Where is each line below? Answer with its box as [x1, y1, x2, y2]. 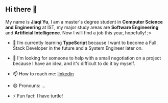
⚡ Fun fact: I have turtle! [12, 93, 63, 99]
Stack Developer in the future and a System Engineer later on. [12, 45, 143, 51]
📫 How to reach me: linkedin [12, 70, 74, 77]
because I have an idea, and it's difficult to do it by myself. [12, 60, 135, 67]
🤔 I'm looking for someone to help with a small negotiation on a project [12, 55, 161, 61]
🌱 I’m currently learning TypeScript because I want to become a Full [12, 39, 157, 46]
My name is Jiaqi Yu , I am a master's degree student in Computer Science [5, 18, 163, 25]
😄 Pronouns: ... [12, 83, 46, 89]
